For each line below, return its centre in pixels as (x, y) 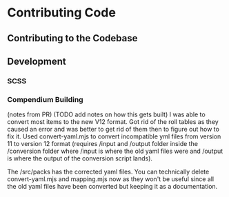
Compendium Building (46, 99)
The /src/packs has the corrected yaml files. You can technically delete (108, 172)
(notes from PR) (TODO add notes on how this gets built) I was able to (106, 114)
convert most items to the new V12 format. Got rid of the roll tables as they (113, 122)
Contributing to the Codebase (72, 38)
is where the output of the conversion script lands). (80, 158)
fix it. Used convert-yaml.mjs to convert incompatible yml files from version (114, 136)
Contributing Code (61, 13)
